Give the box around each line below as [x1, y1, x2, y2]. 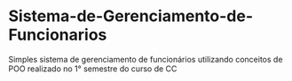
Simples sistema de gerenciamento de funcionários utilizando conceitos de [8, 54, 283, 64]
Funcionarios [8, 25, 107, 45]
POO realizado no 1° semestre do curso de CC [8, 63, 178, 74]
